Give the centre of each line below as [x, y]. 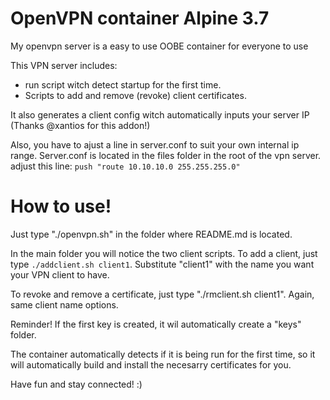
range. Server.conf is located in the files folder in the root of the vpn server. [166, 155]
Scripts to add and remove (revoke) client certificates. [135, 95]
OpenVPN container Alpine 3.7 [140, 18]
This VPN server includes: [64, 65]
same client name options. [64, 304]
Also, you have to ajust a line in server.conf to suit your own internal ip [155, 144]
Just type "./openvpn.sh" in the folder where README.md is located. [151, 234]
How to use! [61, 206]
